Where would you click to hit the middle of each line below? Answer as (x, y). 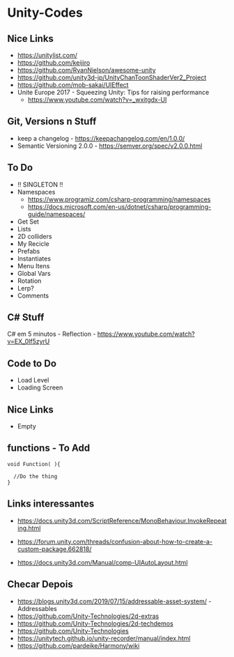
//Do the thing (36, 476)
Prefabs (29, 251)
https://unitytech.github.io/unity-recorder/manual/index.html (104, 638)
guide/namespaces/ (56, 214)
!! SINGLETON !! (40, 184)
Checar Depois (40, 584)
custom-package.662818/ (54, 549)
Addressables (37, 608)
